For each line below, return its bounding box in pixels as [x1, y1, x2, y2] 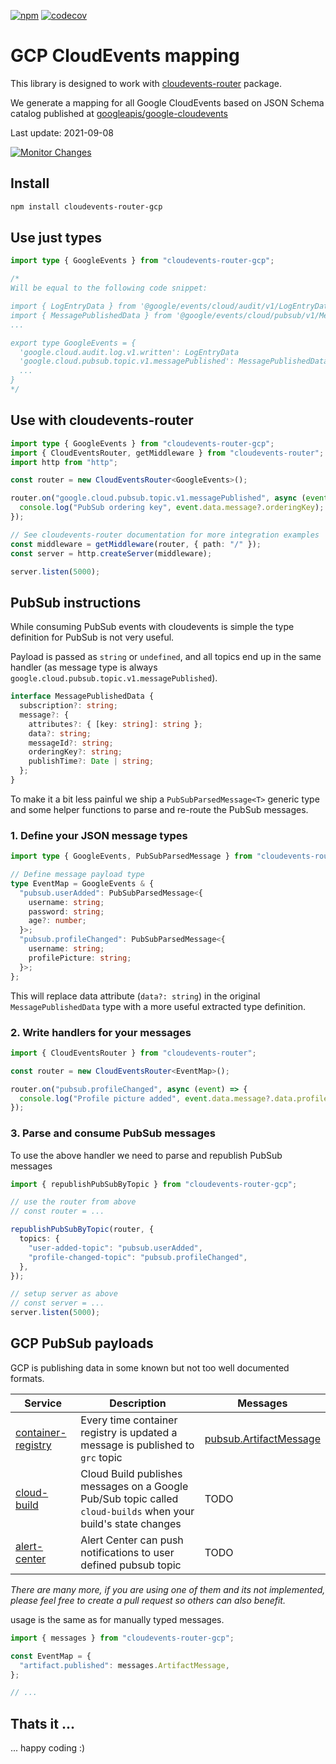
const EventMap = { [10, 1651, 92, 1661]
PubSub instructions [10, 594, 142, 611]
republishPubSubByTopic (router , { [10, 1225, 155, 1235]
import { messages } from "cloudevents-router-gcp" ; [10, 1633, 235, 1643]
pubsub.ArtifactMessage [204, 1431, 321, 1445]
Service [24, 1396, 62, 1410]
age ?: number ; [28, 916, 87, 926]
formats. [10, 1372, 45, 1384]
